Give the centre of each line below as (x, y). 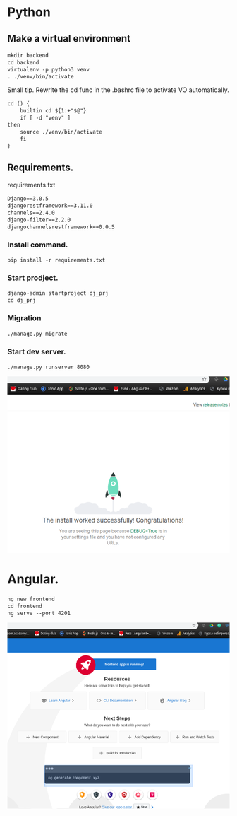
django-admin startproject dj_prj (58, 293)
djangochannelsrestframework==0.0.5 (61, 227)
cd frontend (25, 606)
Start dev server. (37, 351)
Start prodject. (33, 278)
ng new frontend (31, 599)
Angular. (33, 579)
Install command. (38, 245)
